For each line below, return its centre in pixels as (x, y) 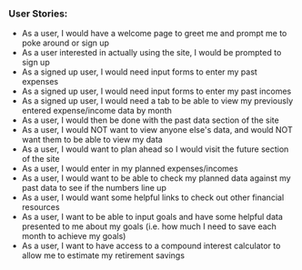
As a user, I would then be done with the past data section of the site (150, 120)
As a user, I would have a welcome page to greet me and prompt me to (154, 34)
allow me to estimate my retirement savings (103, 255)
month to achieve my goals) (74, 236)
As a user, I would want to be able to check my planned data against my (156, 178)
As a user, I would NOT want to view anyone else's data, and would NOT (157, 130)
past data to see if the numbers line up (94, 188)
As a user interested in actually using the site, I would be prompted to (151, 53)
